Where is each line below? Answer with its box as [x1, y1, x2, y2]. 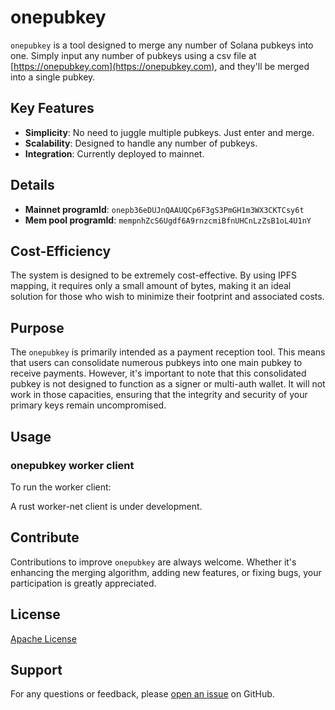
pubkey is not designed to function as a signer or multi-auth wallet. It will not [10, 378, 326, 390]
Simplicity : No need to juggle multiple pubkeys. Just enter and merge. [24, 126, 315, 138]
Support [10, 661, 63, 678]
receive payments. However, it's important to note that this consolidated [10, 367, 307, 380]
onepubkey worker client [10, 458, 135, 472]
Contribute [10, 529, 80, 546]
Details [10, 177, 55, 194]
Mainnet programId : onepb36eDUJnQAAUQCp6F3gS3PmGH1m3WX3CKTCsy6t [24, 203, 305, 215]
